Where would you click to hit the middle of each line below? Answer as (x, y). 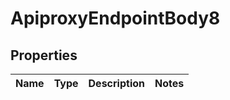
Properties (44, 55)
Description (116, 83)
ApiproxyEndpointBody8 (115, 18)
